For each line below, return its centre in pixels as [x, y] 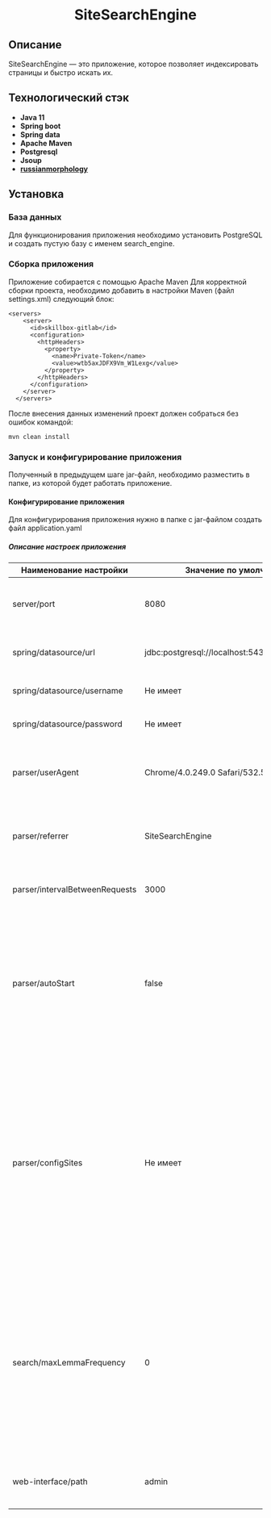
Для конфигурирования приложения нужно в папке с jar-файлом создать [135, 520]
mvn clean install [39, 437]
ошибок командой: [41, 422]
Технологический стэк [69, 98]
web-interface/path [50, 1482]
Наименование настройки [75, 571]
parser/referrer [41, 836]
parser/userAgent [46, 772]
